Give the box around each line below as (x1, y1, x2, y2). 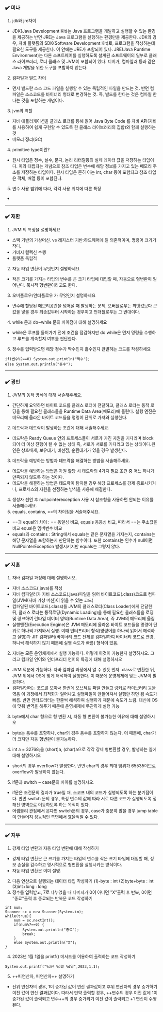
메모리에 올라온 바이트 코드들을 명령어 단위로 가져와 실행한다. (12, 414, 128, 420)
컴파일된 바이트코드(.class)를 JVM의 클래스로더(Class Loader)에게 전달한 (12, 604, 153, 609)
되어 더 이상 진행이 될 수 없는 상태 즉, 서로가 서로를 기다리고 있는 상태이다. (12, 441, 152, 447)
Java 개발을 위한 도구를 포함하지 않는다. (12, 65, 88, 71)
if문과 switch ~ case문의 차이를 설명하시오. (12, 779, 95, 785)
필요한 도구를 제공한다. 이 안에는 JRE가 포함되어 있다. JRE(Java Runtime (12, 46, 150, 52)
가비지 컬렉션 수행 (12, 249, 46, 255)
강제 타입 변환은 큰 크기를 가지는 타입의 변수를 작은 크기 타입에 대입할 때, (12, 856, 149, 862)
